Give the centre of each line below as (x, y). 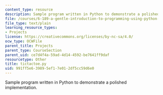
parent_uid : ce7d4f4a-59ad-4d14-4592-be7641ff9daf (57, 55)
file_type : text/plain (28, 23)
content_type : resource (29, 9)
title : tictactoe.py (26, 64)
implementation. (21, 87)
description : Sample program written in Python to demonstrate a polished (82, 14)
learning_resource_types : (31, 28)
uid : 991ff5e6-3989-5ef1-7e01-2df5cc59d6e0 (50, 69)
